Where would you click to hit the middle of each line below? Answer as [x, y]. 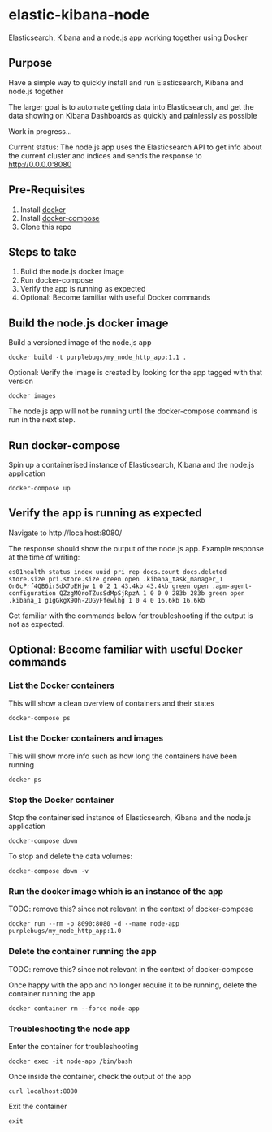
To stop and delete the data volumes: [70, 856]
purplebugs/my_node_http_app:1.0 [65, 931]
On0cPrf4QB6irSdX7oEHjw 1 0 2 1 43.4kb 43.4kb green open [108, 586]
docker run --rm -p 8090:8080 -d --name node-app [94, 924]
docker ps [25, 780]
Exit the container [38, 1106]
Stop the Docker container [61, 800]
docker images [32, 396]
